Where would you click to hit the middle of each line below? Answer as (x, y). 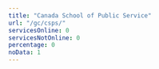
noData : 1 (25, 52)
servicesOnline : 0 (39, 30)
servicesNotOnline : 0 (44, 38)
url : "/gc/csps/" (37, 23)
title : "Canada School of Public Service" (80, 15)
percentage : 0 (32, 45)
